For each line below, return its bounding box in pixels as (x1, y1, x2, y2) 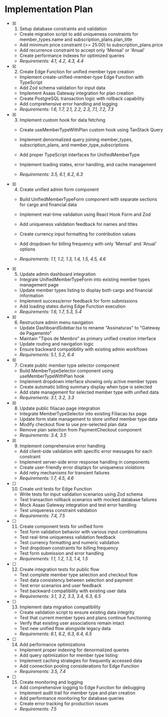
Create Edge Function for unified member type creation (19, 68, 134, 74)
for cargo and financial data (19, 201, 77, 208)
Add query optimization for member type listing (19, 652, 118, 658)
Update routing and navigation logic (19, 341, 94, 347)
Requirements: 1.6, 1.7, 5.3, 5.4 (19, 308, 82, 314)
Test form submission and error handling (19, 550, 104, 556)
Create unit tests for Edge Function (19, 486, 92, 492)
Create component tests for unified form (19, 523, 104, 529)
